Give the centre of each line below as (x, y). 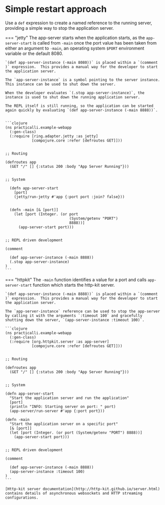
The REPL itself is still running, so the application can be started (79, 106)
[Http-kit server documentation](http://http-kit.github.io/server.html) (83, 489)
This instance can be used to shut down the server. (61, 84)
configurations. (22, 498)
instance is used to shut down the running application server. (73, 97)
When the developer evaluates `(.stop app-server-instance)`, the (75, 93)
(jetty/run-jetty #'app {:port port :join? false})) (69, 197)
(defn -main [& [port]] (34, 210)
